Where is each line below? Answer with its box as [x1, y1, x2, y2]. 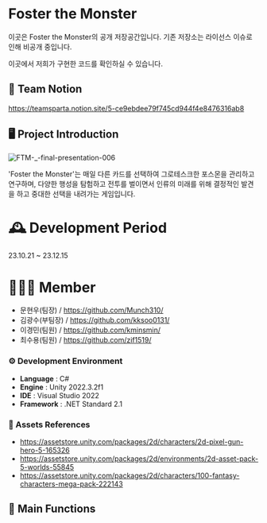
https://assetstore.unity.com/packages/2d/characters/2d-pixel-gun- [19, 437, 244, 447]
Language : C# [19, 374, 70, 383]
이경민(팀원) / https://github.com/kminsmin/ [19, 325, 161, 335]
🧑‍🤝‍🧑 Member [8, 278, 96, 296]
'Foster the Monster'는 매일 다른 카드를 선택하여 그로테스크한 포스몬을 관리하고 [8, 169, 255, 179]
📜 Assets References [8, 419, 91, 430]
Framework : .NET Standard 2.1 [19, 399, 123, 409]
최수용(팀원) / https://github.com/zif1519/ [19, 335, 153, 345]
